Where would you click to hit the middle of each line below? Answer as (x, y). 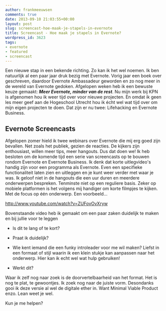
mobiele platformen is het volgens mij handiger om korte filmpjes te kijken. (82, 188)
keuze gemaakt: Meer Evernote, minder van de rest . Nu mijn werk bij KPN (82, 92)
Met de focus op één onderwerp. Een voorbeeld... (57, 194)
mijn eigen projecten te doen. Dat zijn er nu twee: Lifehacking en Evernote (81, 107)
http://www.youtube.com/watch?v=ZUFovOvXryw (57, 203)
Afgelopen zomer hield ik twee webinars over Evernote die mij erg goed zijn (83, 141)
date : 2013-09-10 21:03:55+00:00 (40, 19)
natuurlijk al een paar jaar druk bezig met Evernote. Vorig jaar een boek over (83, 76)
